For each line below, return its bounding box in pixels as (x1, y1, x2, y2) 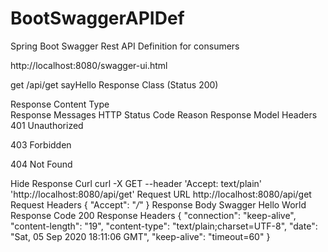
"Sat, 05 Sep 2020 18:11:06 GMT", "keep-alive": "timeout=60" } (10, 230, 271, 242)
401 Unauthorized (10, 119, 84, 131)
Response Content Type (10, 98, 110, 110)
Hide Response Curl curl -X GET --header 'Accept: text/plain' (10, 177, 263, 189)
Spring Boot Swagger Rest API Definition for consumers (10, 40, 240, 52)
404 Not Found (10, 158, 73, 170)
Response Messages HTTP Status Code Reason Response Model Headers (10, 108, 318, 121)
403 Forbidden (10, 138, 72, 151)
